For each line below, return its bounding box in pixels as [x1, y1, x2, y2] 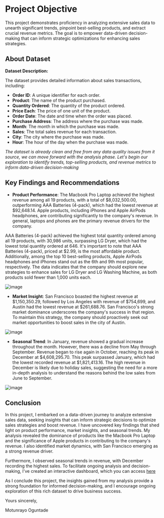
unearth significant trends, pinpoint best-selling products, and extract [5, 25, 146, 30]
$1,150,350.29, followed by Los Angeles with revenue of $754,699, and [12, 298, 156, 304]
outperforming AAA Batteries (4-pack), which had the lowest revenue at [12, 202, 158, 208]
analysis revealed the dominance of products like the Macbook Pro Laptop [5, 432, 156, 438]
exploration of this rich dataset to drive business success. [5, 488, 122, 494]
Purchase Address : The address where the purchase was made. [12, 118, 144, 124]
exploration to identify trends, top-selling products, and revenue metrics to [5, 159, 156, 165]
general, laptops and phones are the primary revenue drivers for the [12, 218, 150, 224]
